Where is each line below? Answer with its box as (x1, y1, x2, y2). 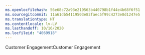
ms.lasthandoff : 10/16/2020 (5, 26, 64, 31)
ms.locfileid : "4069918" (5, 30, 57, 35)
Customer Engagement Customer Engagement (5, 44, 101, 50)
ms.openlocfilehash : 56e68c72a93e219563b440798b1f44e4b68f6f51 (5, 7, 140, 12)
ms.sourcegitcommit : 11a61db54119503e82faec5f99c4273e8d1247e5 (5, 12, 140, 17)
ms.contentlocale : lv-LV (5, 21, 57, 26)
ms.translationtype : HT (5, 16, 55, 21)
